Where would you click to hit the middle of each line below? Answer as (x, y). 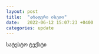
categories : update (30, 28)
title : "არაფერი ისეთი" (37, 17)
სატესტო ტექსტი (27, 45)
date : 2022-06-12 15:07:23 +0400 (50, 22)
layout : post (22, 11)
